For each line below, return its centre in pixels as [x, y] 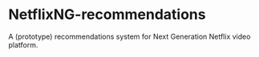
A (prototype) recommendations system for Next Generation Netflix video [129, 36]
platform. [23, 44]
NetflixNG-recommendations [107, 15]
